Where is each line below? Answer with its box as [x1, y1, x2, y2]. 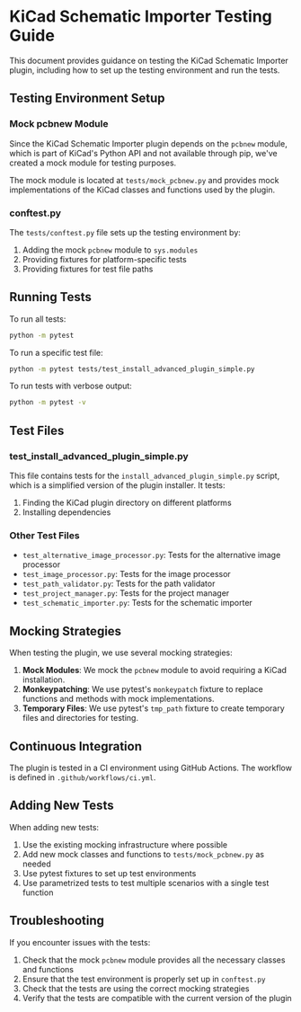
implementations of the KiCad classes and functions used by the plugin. [9, 184, 276, 195]
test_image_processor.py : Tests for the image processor [22, 569, 231, 580]
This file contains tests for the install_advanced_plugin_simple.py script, [9, 470, 280, 482]
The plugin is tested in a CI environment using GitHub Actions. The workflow [9, 762, 292, 773]
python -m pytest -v [9, 398, 87, 407]
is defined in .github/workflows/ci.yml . [9, 771, 156, 783]
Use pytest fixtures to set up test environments [22, 867, 197, 878]
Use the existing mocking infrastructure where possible [22, 839, 228, 850]
